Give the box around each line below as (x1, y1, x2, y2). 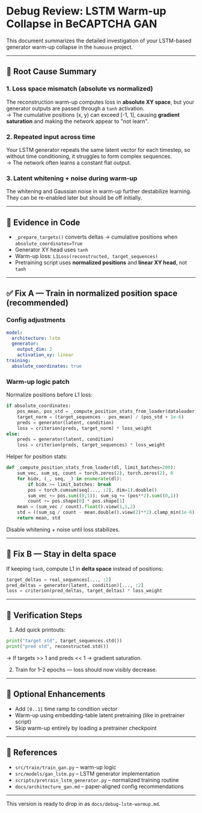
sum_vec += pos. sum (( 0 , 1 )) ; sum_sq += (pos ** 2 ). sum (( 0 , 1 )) (28, 492, 179, 498)
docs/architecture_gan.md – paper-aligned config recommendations (14, 782, 184, 790)
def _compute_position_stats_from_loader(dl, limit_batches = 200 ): (6, 465, 176, 471)
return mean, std (17, 515, 61, 521)
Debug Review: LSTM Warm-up (6, 4, 167, 18)
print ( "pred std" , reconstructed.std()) (6, 644, 109, 650)
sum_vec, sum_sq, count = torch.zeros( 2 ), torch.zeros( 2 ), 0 (17, 470, 173, 477)
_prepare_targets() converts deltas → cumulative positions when (14, 233, 178, 240)
